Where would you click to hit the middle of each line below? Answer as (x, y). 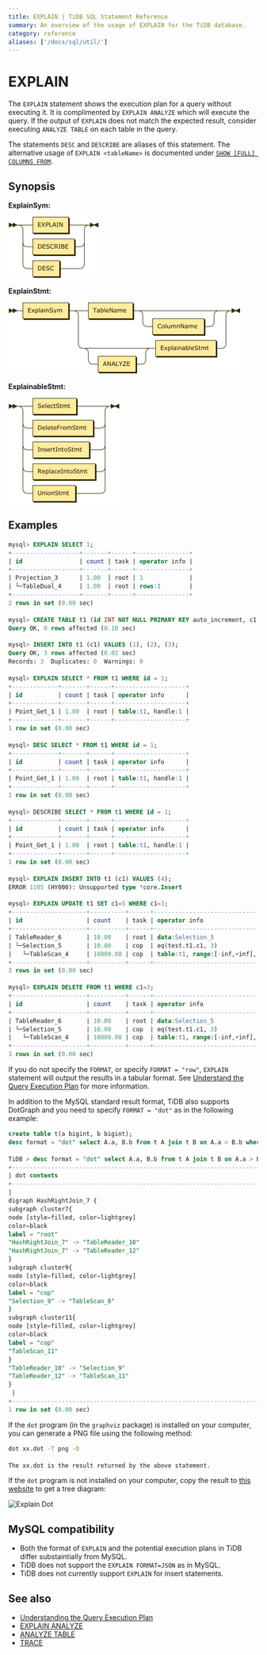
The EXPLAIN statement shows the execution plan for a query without (120, 104)
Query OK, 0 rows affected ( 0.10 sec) (72, 628)
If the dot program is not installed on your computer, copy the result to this (130, 1481)
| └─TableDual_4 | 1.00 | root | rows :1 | (101, 586)
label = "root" (33, 1234)
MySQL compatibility (61, 1529)
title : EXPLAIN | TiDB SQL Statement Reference (88, 17)
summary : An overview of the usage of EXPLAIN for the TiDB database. (127, 25)
